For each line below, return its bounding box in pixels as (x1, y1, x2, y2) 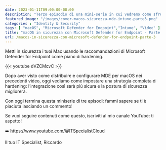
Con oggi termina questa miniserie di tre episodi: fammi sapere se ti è (5, 98, 147, 104)
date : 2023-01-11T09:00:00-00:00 (5, 7, 74, 12)
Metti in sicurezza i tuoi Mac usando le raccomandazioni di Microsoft (5, 48, 145, 54)
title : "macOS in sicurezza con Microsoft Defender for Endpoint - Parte (5, 30, 161, 35)
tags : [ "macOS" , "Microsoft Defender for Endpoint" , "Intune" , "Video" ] (5, 26, 161, 31)
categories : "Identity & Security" (5, 21, 81, 26)
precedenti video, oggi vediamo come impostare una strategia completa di (5, 77, 157, 84)
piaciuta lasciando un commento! (5, 103, 73, 109)
